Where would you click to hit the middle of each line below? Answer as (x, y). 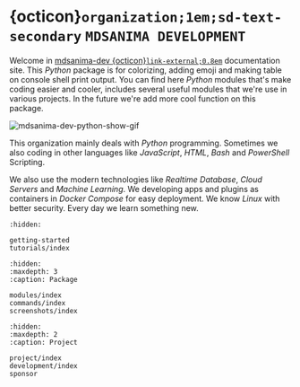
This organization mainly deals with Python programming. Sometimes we (144, 143)
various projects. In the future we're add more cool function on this (133, 98)
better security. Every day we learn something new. (104, 207)
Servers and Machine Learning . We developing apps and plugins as (134, 189)
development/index (43, 365)
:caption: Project (43, 342)
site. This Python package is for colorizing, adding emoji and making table (146, 70)
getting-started (39, 240)
